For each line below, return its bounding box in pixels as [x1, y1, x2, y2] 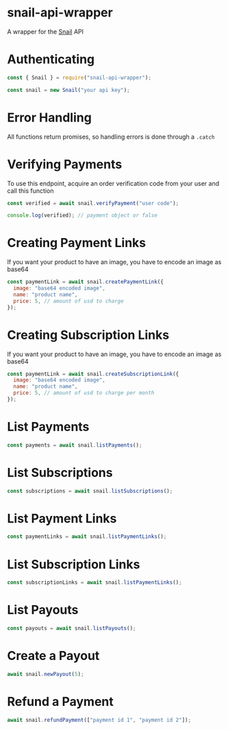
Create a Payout [7, 648, 100, 663]
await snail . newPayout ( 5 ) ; [7, 670, 84, 677]
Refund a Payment [7, 694, 114, 709]
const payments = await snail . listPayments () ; [7, 441, 142, 449]
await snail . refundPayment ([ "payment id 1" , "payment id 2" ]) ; [7, 716, 192, 723]
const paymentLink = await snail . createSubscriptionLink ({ [7, 370, 179, 377]
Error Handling [7, 110, 92, 125]
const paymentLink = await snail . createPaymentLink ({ [7, 279, 164, 285]
